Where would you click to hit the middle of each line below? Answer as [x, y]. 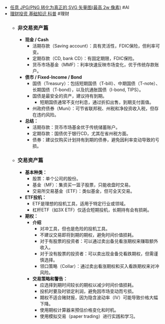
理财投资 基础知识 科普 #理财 [39, 14]
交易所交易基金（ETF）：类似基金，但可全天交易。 [83, 191]
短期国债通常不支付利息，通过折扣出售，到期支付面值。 [97, 102]
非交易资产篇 [33, 28]
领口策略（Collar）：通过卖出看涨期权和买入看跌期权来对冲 [99, 266]
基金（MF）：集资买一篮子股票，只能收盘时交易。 [83, 185]
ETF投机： [35, 197]
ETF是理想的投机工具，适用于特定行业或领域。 [80, 203]
